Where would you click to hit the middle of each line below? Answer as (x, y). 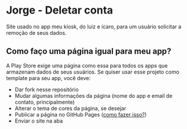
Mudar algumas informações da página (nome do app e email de (93, 95)
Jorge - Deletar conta (60, 10)
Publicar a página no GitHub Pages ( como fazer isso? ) (80, 114)
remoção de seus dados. (36, 32)
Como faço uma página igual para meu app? (89, 52)
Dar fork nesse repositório (46, 90)
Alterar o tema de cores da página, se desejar (70, 108)
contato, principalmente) (45, 102)
